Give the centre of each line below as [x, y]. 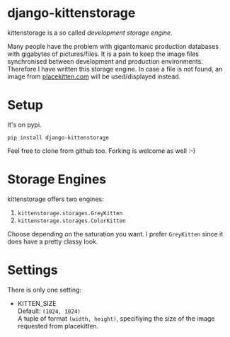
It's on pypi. [24, 125]
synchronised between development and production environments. [105, 61]
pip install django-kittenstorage [58, 137]
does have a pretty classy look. [53, 241]
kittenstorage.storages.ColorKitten [71, 221]
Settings [33, 270]
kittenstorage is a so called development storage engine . [90, 33]
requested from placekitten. [58, 326]
